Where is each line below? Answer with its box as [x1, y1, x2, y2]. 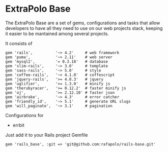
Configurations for [5, 112, 44, 118]
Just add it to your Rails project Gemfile [5, 132, 88, 138]
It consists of [5, 40, 33, 46]
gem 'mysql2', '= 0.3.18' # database [5, 59, 108, 64]
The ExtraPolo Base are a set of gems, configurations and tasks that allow [5, 20, 160, 26]
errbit [12, 122, 24, 128]
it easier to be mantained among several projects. [5, 30, 109, 36]
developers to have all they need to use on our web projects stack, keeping [5, 25, 163, 31]
